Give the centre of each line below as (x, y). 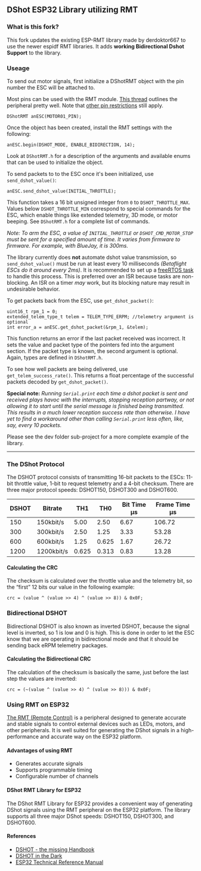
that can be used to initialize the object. (55, 162)
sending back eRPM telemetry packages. (57, 645)
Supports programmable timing (54, 770)
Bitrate (52, 508)
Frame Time (173, 505)
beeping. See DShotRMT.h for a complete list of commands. (78, 221)
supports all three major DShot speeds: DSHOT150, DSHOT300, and (90, 816)
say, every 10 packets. (34, 425)
